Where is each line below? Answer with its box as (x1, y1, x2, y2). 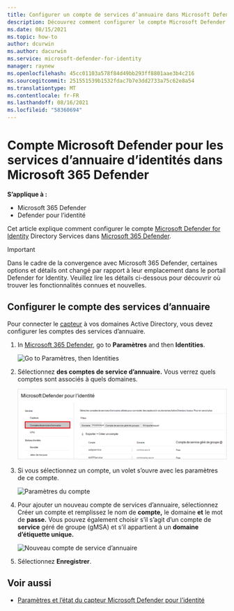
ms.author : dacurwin (7, 48, 68, 55)
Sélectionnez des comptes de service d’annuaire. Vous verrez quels (17, 367, 216, 376)
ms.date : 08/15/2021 (7, 26, 68, 33)
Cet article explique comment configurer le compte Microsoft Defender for (7, 224, 221, 232)
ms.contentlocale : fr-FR (7, 92, 79, 99)
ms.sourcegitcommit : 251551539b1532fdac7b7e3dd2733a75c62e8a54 (7, 77, 195, 84)
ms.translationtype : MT (7, 84, 77, 92)
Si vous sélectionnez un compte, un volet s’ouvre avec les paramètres (17, 466, 218, 475)
